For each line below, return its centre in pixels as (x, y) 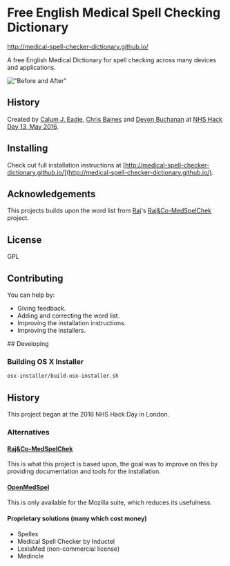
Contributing (35, 278)
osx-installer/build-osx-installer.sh (63, 376)
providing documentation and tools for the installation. (84, 471)
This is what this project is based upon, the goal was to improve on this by (113, 464)
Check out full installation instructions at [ (66, 165)
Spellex (28, 533)
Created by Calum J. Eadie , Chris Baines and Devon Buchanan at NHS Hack (115, 119)
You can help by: (31, 295)
